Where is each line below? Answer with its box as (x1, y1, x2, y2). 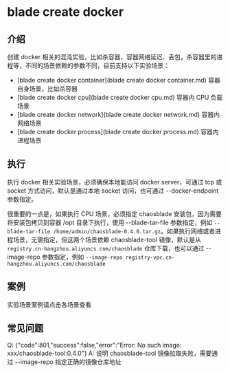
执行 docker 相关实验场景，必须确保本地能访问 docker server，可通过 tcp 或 (7, 178, 222, 186)
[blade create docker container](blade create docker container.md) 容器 (16, 76, 221, 84)
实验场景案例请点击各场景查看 (7, 300, 91, 308)
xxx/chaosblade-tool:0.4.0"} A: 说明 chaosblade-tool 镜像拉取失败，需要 (7, 349, 212, 358)
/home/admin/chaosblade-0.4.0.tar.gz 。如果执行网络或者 (53, 226, 215, 235)
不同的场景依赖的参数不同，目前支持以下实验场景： (25, 61, 170, 70)
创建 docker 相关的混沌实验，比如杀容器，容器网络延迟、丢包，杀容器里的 (7, 53, 217, 61)
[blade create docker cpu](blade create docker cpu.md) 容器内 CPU (16, 94, 209, 101)
